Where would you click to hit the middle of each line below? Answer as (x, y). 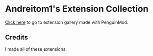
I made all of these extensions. (36, 49)
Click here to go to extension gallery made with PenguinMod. (67, 22)
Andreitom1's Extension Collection (77, 9)
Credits (17, 37)
